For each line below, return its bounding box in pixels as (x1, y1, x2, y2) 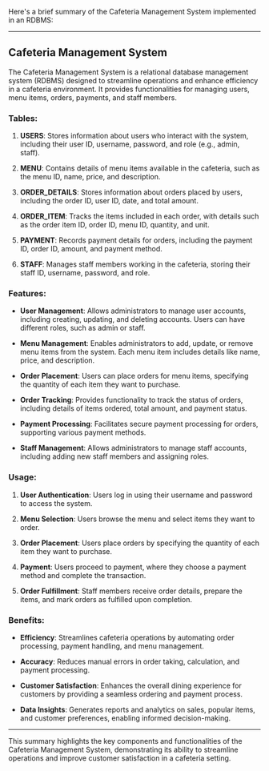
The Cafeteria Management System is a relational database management (8, 67, 249, 77)
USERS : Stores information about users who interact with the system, (19, 131, 249, 141)
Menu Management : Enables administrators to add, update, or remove (19, 339, 254, 348)
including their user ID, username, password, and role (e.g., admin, (19, 139, 240, 149)
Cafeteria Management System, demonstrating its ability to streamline (8, 745, 239, 754)
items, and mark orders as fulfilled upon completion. (19, 594, 193, 604)
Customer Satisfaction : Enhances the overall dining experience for (19, 681, 243, 690)
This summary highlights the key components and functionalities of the (8, 737, 243, 745)
